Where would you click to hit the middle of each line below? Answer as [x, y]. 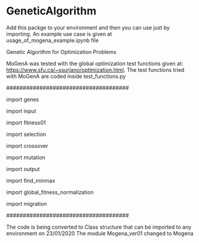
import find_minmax [31, 180]
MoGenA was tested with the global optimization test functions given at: [95, 63]
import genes [23, 99]
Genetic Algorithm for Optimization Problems [61, 51]
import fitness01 [26, 122]
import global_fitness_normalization [50, 192]
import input [21, 111]
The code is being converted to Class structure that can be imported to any [99, 227]
